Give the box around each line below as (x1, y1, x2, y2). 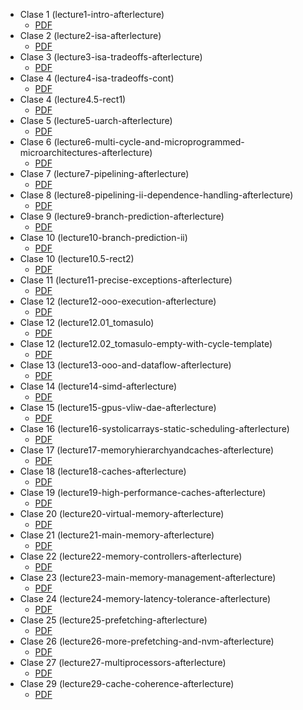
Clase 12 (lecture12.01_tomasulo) (19, 317, 155, 328)
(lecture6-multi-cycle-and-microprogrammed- (53, 136, 245, 148)
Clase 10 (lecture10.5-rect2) (19, 253, 135, 264)
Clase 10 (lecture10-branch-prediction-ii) (19, 232, 188, 243)
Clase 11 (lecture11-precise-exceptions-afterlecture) (19, 274, 233, 286)
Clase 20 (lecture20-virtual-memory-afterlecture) (19, 508, 225, 519)
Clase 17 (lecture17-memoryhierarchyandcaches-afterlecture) (19, 444, 275, 456)
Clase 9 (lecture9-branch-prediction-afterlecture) (19, 210, 225, 222)
